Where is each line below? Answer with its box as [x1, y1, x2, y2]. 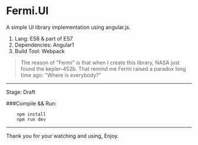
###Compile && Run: [6, 100, 57, 107]
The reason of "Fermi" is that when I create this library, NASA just [20, 59, 180, 66]
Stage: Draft [6, 88, 35, 95]
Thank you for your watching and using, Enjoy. [6, 132, 119, 139]
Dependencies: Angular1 [14, 41, 74, 48]
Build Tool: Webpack [14, 47, 65, 54]
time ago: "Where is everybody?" [20, 71, 101, 78]
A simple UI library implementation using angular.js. [6, 24, 131, 31]
